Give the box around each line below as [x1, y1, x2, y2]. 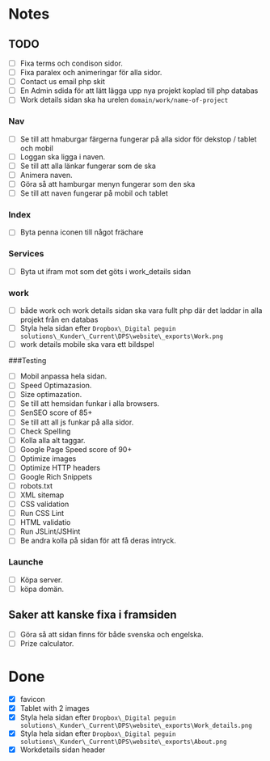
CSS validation [19, 499, 70, 509]
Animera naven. [19, 170, 73, 180]
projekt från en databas [19, 315, 99, 324]
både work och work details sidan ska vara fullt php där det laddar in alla [19, 306, 263, 315]
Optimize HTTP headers [19, 463, 101, 472]
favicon [19, 694, 46, 704]
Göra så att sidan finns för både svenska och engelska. [19, 629, 204, 639]
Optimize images [19, 454, 77, 463]
